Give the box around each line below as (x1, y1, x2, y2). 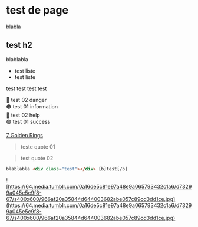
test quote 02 (20, 154, 54, 162)
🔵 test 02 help (6, 111, 40, 119)
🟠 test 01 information (6, 103, 58, 110)
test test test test (6, 85, 47, 92)
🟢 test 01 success (6, 118, 51, 125)
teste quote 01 (20, 143, 55, 150)
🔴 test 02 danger (6, 96, 47, 103)
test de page (6, 4, 69, 17)
